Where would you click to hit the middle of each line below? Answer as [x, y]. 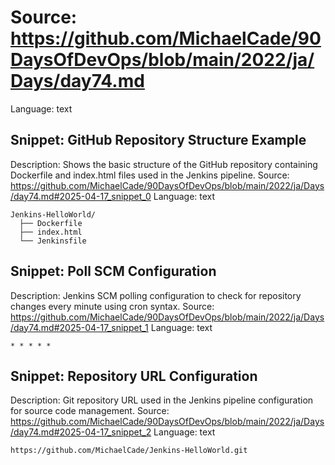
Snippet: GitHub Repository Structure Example [158, 140]
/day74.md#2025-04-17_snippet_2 [81, 432]
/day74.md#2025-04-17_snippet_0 [81, 196]
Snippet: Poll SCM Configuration [113, 271]
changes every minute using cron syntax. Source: [112, 306]
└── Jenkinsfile [53, 241]
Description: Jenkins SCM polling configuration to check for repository [156, 295]
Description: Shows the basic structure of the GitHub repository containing [164, 164]
